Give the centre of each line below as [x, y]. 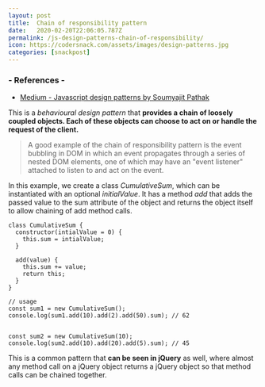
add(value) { [37, 260]
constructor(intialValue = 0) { [69, 232]
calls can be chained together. [58, 375]
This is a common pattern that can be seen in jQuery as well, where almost [131, 358]
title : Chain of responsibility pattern [78, 23]
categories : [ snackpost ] [49, 52]
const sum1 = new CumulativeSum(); [67, 309]
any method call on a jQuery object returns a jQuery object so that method [130, 366]
